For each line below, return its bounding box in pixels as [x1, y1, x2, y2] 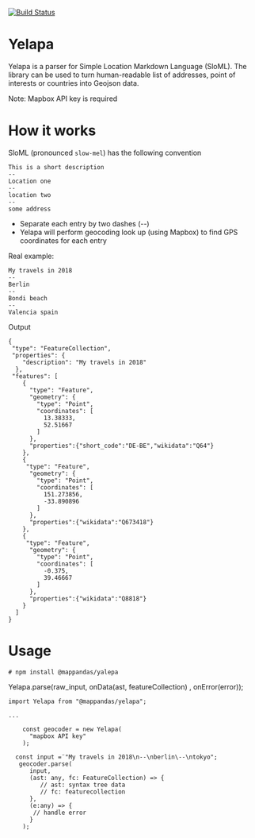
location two [8, 191, 51, 199]
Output [8, 322, 31, 331]
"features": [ [11, 372, 59, 380]
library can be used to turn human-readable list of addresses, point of [8, 70, 236, 79]
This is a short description [8, 163, 105, 171]
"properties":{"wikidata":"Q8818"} [29, 594, 147, 603]
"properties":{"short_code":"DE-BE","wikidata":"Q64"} [29, 442, 215, 450]
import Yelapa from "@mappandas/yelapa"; [8, 697, 147, 705]
